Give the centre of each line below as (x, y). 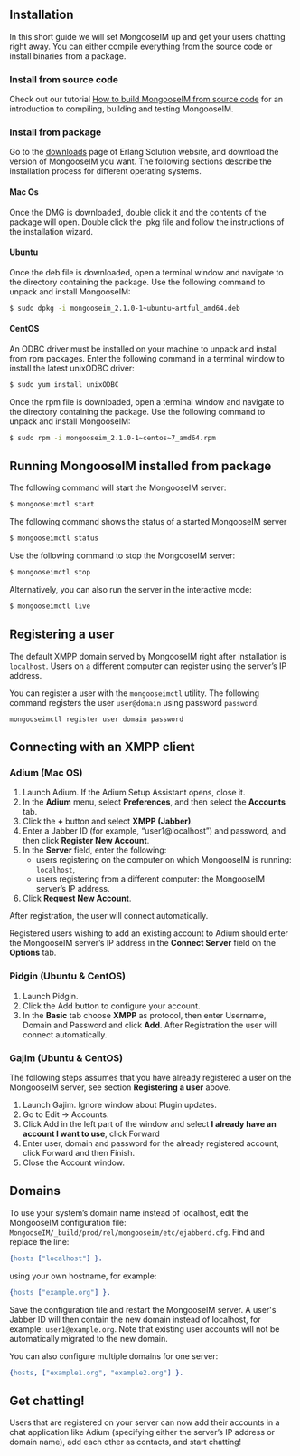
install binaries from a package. (68, 56)
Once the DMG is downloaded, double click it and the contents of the (138, 212)
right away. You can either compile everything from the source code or (141, 46)
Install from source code (64, 79)
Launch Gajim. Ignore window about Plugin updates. (119, 1105)
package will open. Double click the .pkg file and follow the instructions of (147, 222)
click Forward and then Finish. (79, 1153)
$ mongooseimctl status (54, 538)
